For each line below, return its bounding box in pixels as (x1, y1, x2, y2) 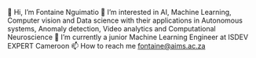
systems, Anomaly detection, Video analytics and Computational (7, 24, 217, 33)
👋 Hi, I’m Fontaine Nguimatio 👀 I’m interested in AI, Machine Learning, (7, 8, 232, 16)
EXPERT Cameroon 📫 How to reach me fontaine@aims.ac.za (7, 42, 206, 50)
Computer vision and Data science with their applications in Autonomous (7, 16, 243, 25)
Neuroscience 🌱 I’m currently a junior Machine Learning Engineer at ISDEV (7, 32, 249, 42)
